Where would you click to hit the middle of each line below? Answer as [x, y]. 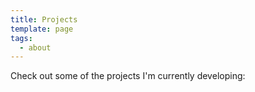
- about [35, 47]
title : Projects [44, 19]
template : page [42, 29]
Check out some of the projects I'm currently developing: [128, 76]
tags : [21, 38]
